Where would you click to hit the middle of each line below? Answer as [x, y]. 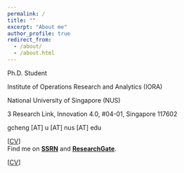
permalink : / [26, 14]
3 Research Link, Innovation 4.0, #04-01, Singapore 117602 [92, 114]
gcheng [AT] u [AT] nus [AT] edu [54, 127]
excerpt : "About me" [38, 27]
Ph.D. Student [27, 73]
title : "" [22, 20]
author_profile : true [39, 33]
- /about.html [34, 53]
